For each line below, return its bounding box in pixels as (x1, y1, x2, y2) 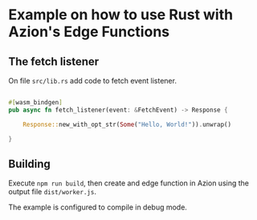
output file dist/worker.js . (8, 187, 96, 197)
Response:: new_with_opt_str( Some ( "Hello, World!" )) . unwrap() (22, 120, 231, 128)
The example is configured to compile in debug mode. (8, 202, 187, 212)
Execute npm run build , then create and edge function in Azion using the (8, 178, 249, 188)
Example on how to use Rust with (8, 6, 234, 24)
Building (8, 157, 51, 170)
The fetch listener (8, 55, 100, 68)
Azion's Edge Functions (8, 22, 170, 41)
